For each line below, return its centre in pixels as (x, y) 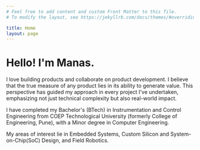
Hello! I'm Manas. (50, 63)
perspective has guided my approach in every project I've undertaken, (92, 92)
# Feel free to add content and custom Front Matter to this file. (92, 12)
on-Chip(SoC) (23, 140)
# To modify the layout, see (42, 17)
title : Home (21, 28)
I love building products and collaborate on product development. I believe (97, 79)
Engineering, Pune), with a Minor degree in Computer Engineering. (88, 123)
